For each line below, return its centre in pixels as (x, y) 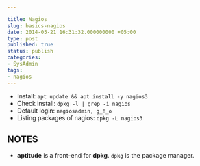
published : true (30, 45)
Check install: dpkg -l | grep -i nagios (74, 103)
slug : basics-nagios (37, 26)
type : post (23, 38)
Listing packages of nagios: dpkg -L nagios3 (80, 117)
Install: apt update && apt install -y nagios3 (83, 96)
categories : (24, 58)
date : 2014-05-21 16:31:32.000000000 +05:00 (72, 32)
